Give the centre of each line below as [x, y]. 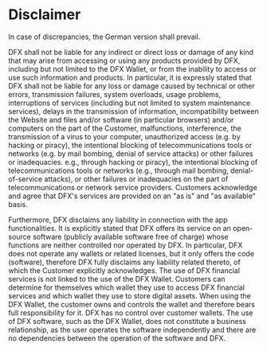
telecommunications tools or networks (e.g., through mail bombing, [118, 170]
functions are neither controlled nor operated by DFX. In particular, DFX [126, 245]
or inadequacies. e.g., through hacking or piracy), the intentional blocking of [133, 162]
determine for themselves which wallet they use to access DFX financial [127, 287]
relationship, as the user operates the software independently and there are [132, 330]
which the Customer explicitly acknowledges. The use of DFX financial [124, 270]
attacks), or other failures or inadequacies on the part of [136, 179]
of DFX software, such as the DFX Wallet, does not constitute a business [128, 321]
